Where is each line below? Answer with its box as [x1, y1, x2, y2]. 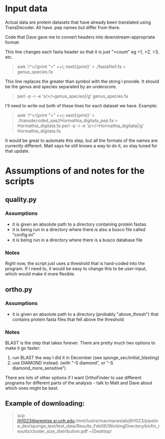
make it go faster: [5, 345, 41, 351]
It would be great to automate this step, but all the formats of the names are [5, 137, 158, 143]
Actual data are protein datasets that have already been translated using [5, 19, 151, 25]
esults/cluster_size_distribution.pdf [17, 428, 88, 434]
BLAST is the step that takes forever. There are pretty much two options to [5, 340, 156, 346]
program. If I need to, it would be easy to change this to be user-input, [5, 266, 147, 271]
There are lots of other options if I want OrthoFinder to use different [5, 375, 141, 381]
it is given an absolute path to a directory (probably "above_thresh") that [12, 311, 159, 317]
